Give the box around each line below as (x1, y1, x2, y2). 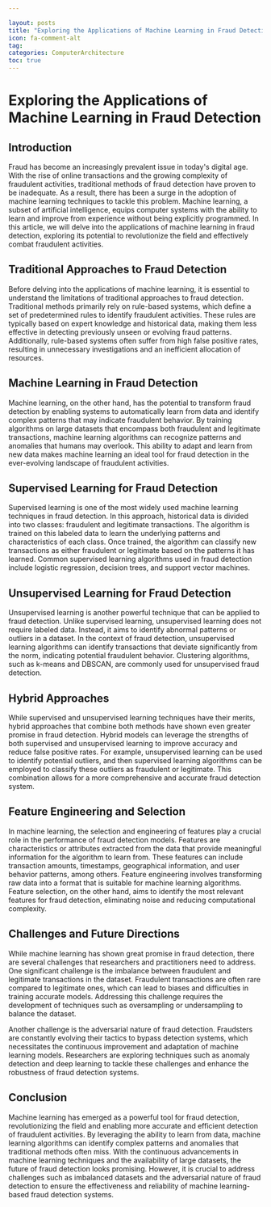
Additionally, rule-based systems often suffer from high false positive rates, (8, 336, 259, 345)
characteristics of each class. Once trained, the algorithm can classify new (8, 537, 256, 547)
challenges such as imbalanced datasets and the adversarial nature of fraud (8, 1172, 261, 1182)
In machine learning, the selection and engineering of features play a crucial (8, 826, 261, 836)
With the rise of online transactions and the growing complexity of (8, 171, 228, 180)
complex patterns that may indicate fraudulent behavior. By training (8, 415, 232, 424)
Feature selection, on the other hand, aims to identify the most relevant (8, 886, 244, 896)
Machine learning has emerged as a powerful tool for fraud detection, (8, 1112, 240, 1122)
